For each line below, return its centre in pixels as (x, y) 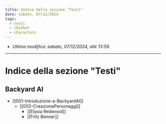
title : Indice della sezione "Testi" (44, 10)
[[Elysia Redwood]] (46, 111)
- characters (23, 32)
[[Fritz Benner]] (43, 117)
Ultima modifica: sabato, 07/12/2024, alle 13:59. (61, 46)
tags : (11, 19)
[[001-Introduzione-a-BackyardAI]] (48, 101)
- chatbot (20, 28)
